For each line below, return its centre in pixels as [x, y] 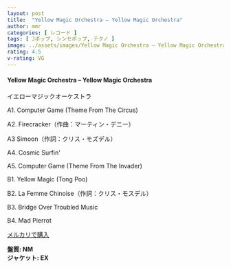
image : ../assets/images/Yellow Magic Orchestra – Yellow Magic [101, 45]
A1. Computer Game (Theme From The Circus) [73, 110]
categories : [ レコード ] [42, 33]
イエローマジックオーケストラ [49, 96]
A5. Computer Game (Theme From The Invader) [75, 166]
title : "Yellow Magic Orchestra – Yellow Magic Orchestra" [95, 20]
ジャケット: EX [28, 258]
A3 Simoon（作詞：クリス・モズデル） [62, 139]
